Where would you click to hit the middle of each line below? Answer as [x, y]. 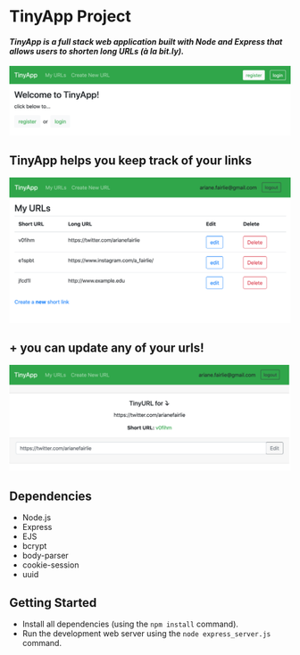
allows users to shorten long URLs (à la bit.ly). [97, 51]
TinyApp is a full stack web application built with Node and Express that [146, 41]
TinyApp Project [71, 17]
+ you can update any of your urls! [107, 348]
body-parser [45, 556]
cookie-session [50, 565]
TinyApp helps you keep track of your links [131, 161]
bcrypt [34, 546]
